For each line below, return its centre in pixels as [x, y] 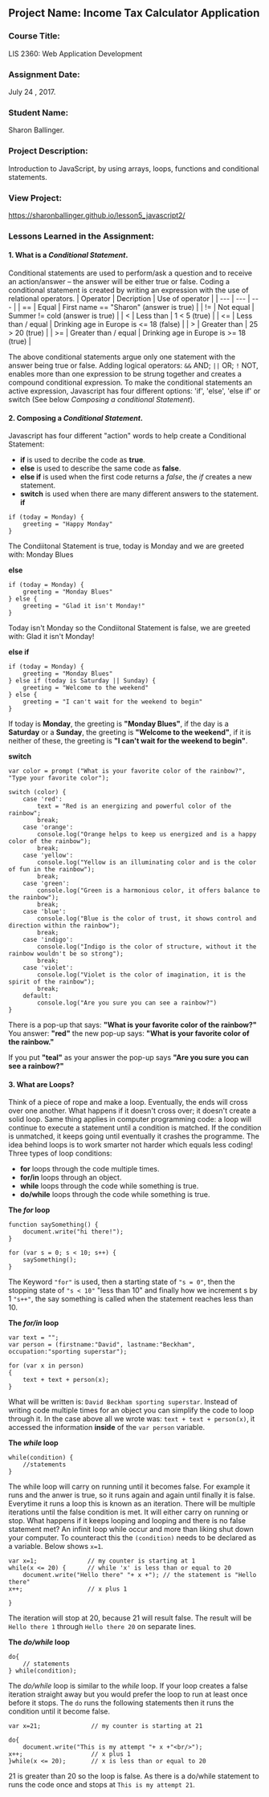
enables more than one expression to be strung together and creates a [125, 374]
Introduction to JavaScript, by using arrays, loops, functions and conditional [134, 169]
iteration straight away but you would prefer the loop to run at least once [128, 1694]
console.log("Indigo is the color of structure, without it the [147, 947]
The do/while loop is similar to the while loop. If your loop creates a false [128, 1686]
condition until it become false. [59, 1711]
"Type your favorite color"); [59, 778]
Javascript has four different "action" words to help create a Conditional [127, 436]
